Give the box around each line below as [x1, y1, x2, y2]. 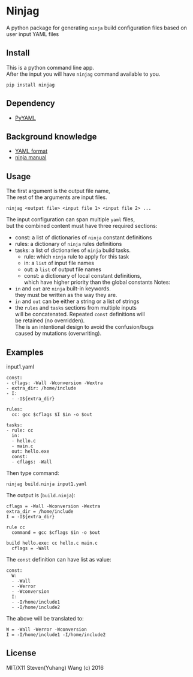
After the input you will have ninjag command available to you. [6, 70, 161, 78]
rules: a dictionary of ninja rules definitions [14, 240, 122, 248]
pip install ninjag [6, 82, 55, 88]
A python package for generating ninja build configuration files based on [6, 24, 188, 31]
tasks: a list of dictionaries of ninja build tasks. [14, 247, 131, 254]
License [6, 648, 37, 658]
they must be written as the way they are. [14, 292, 117, 299]
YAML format [14, 147, 48, 155]
